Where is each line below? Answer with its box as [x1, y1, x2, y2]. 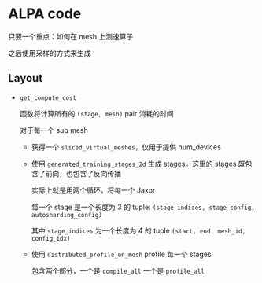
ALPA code [8, 5, 82, 23]
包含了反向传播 [72, 168, 122, 178]
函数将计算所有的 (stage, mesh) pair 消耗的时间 [19, 108, 174, 118]
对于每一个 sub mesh [19, 125, 89, 134]
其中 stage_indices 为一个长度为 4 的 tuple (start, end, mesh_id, [31, 226, 246, 235]
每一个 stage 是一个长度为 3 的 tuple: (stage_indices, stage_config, [31, 202, 256, 211]
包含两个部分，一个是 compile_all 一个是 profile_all [31, 266, 205, 275]
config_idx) [31, 234, 71, 242]
